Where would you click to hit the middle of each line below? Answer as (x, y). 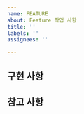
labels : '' (23, 33)
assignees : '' (28, 40)
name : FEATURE (28, 14)
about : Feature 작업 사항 (42, 20)
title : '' (22, 27)
